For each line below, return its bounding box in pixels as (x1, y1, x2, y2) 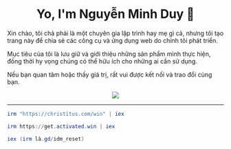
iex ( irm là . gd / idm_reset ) (7, 135, 85, 142)
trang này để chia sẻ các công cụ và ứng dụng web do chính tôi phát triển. (7, 36, 219, 44)
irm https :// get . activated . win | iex (7, 123, 115, 130)
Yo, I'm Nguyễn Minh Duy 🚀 (36, 6, 195, 22)
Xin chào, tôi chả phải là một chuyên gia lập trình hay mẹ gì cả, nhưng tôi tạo (7, 29, 224, 37)
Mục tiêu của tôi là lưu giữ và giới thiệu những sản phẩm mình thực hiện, (7, 50, 211, 58)
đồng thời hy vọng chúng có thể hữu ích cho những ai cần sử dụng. (7, 57, 198, 65)
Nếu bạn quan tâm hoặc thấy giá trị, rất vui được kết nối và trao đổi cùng (7, 70, 212, 79)
